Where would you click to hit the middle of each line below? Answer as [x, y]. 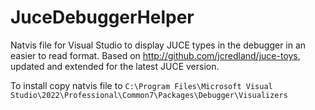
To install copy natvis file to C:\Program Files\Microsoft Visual [141, 85]
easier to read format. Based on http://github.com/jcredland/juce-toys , [155, 55]
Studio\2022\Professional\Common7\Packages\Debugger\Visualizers [149, 95]
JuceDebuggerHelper [102, 17]
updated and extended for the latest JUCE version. [115, 66]
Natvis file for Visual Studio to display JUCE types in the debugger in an [158, 45]
